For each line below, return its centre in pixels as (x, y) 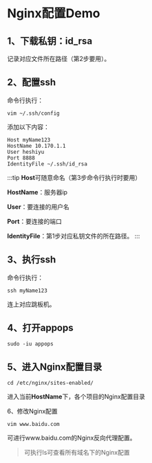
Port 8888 (21, 158)
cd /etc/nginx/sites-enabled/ (51, 383)
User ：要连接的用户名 (39, 207)
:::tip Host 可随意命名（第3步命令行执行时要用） (74, 177)
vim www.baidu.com (33, 425)
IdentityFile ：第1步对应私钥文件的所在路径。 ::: (74, 236)
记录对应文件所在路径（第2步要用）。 (59, 59)
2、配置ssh (32, 82)
